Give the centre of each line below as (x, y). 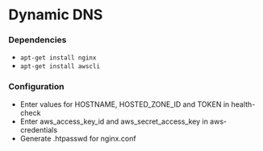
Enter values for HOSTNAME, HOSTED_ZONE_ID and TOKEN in (125, 104)
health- (243, 104)
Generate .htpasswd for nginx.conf (78, 138)
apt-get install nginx (58, 58)
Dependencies (38, 40)
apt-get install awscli (60, 67)
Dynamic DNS (56, 15)
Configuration (36, 87)
